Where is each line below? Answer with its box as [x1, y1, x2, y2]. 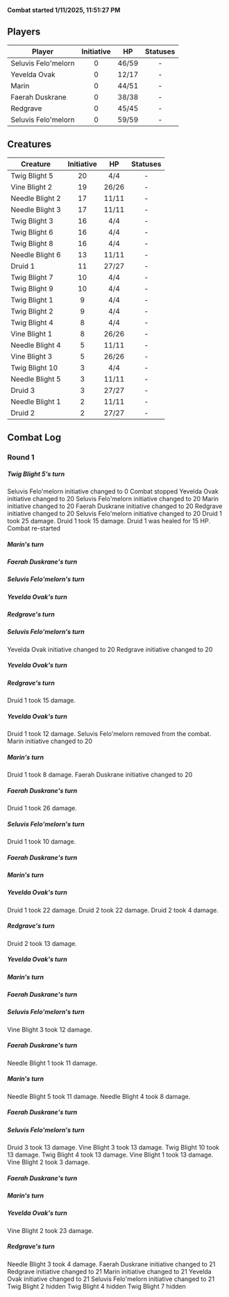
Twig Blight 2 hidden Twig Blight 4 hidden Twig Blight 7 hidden [7, 1282, 186, 1290]
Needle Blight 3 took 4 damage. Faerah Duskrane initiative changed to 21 [7, 1259, 216, 1268]
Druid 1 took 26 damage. [7, 804, 78, 812]
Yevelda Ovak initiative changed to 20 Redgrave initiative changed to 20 [7, 645, 213, 653]
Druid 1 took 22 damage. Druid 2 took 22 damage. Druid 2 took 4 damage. [7, 906, 219, 914]
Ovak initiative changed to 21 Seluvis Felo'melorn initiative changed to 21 [7, 1275, 215, 1283]
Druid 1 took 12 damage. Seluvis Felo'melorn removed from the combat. [7, 730, 212, 738]
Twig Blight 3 [10, 215, 53, 225]
